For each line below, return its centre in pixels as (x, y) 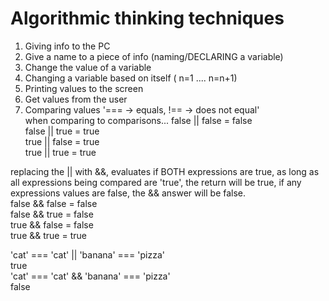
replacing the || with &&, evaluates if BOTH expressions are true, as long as (165, 171)
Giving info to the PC (67, 46)
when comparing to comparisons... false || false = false (138, 120)
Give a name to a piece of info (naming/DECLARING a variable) (154, 56)
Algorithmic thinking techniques (147, 18)
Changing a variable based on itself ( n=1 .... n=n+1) (131, 78)
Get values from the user (76, 99)
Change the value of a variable (88, 67)
